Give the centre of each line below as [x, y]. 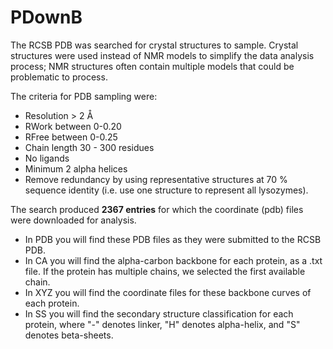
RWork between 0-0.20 [73, 126]
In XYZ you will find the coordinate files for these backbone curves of [168, 292]
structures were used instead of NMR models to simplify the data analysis [162, 55]
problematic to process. [59, 77]
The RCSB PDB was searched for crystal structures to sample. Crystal [154, 45]
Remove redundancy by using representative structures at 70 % [156, 179]
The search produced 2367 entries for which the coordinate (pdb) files [157, 209]
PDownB [46, 17]
